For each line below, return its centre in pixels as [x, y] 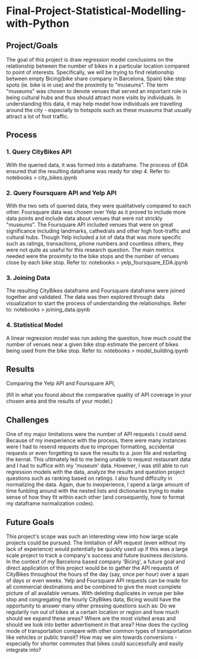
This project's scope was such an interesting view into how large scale [92, 537]
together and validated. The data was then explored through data [85, 297]
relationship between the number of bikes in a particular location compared [98, 66]
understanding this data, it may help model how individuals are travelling [94, 104]
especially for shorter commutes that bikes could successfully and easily [95, 644]
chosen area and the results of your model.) [60, 401]
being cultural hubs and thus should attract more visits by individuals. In [94, 97]
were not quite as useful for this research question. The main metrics [90, 250]
